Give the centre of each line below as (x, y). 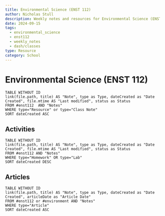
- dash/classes (25, 46)
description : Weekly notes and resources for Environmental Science (77, 19)
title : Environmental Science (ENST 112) (48, 10)
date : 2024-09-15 (23, 23)
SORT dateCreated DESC (28, 162)
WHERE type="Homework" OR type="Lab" (44, 158)
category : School (23, 55)
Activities (20, 129)
